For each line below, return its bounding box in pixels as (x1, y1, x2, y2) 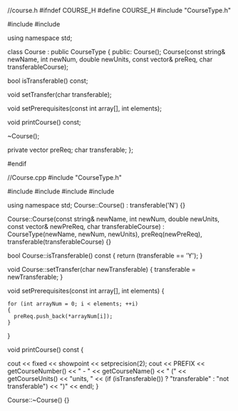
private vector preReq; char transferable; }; (7, 146, 134, 154)
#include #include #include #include (7, 187, 115, 196)
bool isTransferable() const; (7, 76, 88, 85)
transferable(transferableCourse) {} (7, 238, 112, 245)
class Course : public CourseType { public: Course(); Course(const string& (7, 48, 226, 56)
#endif (7, 160, 27, 168)
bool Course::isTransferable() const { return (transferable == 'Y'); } (7, 251, 203, 260)
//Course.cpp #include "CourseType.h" (7, 173, 123, 181)
